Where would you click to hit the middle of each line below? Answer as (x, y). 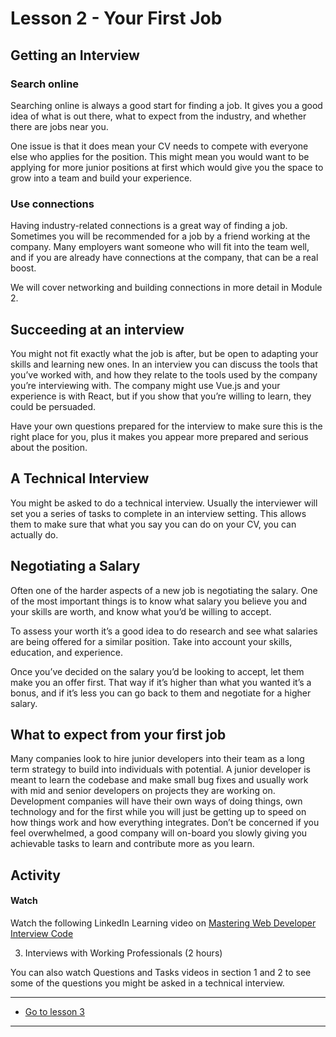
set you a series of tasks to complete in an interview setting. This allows (158, 513)
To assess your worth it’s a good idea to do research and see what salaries (164, 631)
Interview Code (42, 934)
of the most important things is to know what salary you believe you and (158, 601)
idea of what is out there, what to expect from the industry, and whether (158, 116)
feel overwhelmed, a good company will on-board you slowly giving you (159, 833)
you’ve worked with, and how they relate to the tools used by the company (164, 374)
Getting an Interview (75, 55)
